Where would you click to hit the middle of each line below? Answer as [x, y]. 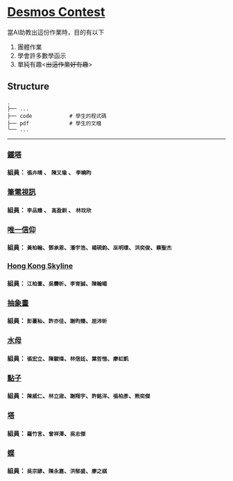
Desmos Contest [56, 12]
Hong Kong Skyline [40, 266]
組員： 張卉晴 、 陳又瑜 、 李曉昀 [49, 172]
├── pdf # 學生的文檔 [54, 123]
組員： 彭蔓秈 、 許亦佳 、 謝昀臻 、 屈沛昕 [57, 321]
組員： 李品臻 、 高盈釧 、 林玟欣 [49, 210]
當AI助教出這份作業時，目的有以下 [56, 32]
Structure [28, 86]
